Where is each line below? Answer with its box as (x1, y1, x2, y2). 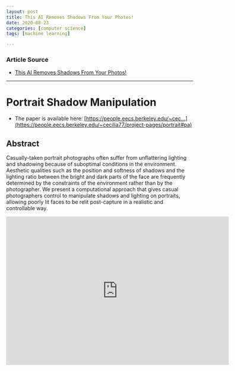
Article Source (6, 56, 49, 64)
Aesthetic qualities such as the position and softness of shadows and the (6, 167, 185, 174)
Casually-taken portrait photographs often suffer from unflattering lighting (6, 154, 187, 161)
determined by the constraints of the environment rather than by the (6, 179, 173, 187)
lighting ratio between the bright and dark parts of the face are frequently (6, 173, 186, 180)
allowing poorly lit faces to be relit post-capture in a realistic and (6, 198, 164, 205)
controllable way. (6, 205, 48, 212)
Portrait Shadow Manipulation (6, 96, 157, 109)
